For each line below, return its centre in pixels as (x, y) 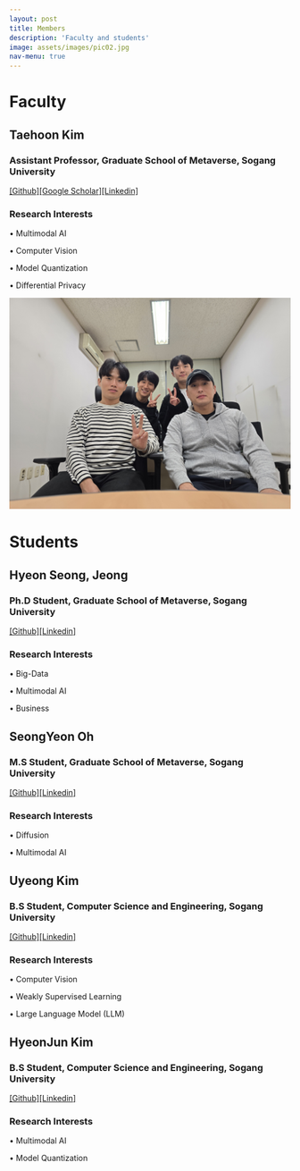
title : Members (37, 28)
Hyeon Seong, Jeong (69, 575)
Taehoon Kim (47, 135)
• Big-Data (29, 674)
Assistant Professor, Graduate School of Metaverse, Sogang (143, 160)
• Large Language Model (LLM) (67, 1014)
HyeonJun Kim (51, 1042)
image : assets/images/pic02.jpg (69, 47)
